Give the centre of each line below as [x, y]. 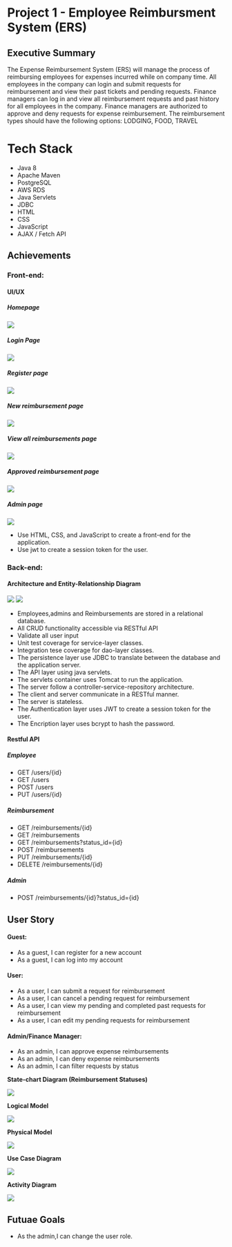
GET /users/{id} [39, 772]
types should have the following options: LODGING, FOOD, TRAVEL [103, 121]
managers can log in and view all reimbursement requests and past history [113, 99]
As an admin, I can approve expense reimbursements [93, 1051]
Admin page [25, 504]
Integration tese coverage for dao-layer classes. [85, 650]
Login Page [24, 341]
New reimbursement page [46, 406]
